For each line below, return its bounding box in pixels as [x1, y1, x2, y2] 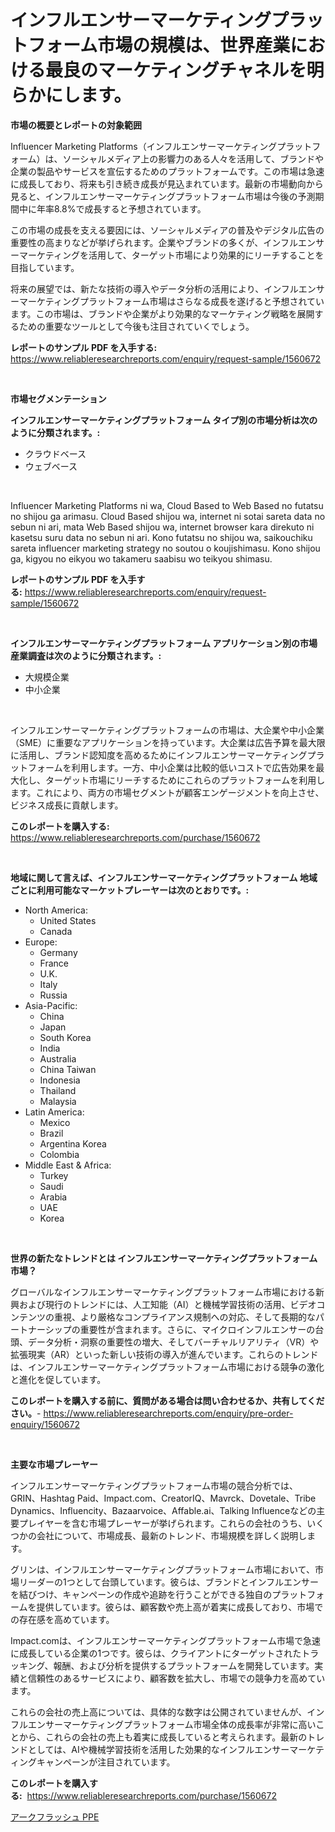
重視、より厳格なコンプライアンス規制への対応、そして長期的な [53, 1311, 317, 1323]
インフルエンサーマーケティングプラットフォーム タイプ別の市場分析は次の [10, 414, 318, 426]
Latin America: [24, 1106, 85, 1118]
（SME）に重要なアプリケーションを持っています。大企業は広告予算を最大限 [10, 736, 326, 748]
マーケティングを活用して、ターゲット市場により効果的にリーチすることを [18, 249, 325, 261]
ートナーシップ [10, 1323, 72, 1335]
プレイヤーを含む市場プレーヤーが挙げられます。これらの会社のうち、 [18, 1517, 308, 1529]
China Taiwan [39, 1063, 97, 1075]
